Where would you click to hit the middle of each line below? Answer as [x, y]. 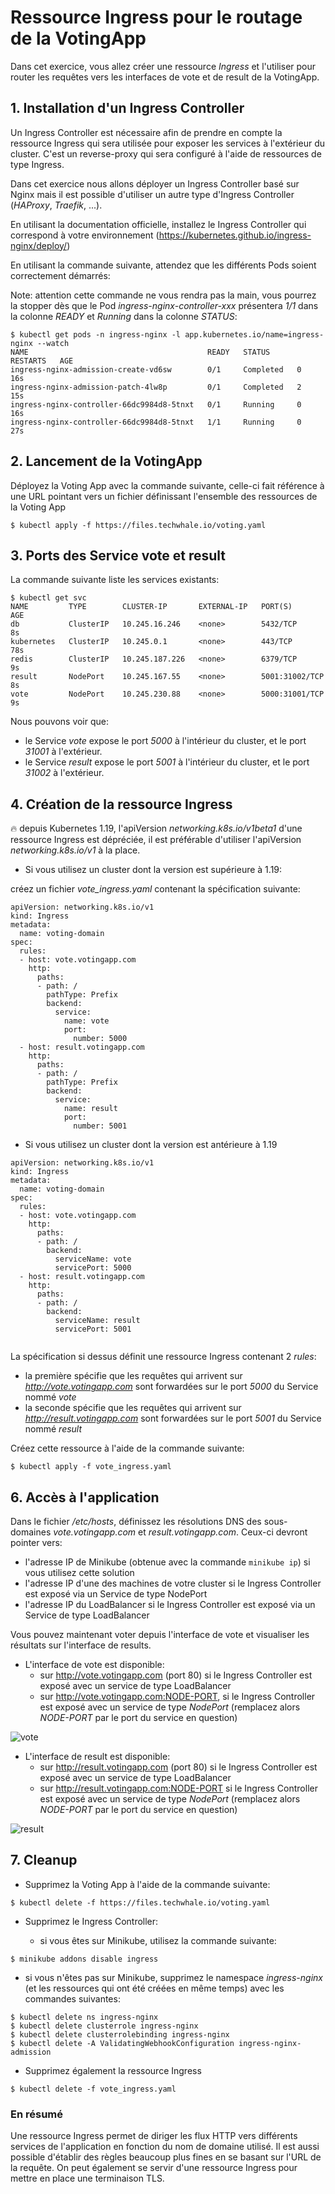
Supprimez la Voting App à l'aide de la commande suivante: [147, 1884]
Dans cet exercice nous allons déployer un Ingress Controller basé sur [155, 183]
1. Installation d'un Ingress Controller [127, 108]
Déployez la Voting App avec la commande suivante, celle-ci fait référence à [167, 485]
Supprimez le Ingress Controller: [91, 1921]
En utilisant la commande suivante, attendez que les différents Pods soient [163, 265]
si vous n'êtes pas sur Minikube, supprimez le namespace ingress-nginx [173, 1977]
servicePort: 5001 [93, 1329]
